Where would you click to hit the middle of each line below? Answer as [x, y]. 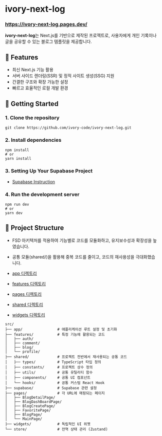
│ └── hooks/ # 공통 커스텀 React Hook [55, 383]
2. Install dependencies [33, 140]
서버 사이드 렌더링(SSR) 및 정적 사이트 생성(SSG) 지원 [63, 76]
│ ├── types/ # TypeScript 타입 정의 [53, 362]
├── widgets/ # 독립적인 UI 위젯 [48, 424]
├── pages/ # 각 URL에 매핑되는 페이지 [55, 393]
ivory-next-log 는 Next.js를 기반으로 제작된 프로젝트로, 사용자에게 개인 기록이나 [81, 36]
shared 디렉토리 [27, 305]
